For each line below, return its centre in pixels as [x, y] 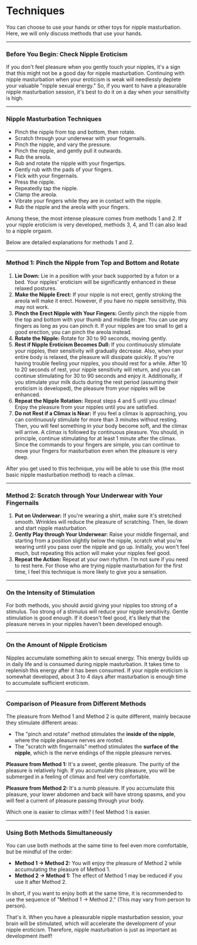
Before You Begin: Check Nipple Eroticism [67, 54]
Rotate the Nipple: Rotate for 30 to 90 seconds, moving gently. [91, 338]
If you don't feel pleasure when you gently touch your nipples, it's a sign [93, 67]
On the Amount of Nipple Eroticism [57, 645]
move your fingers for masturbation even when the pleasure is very [96, 451]
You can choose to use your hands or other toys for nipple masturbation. [94, 27]
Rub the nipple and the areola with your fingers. [72, 207]
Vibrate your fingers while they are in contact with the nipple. [88, 201]
